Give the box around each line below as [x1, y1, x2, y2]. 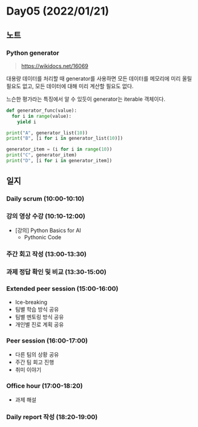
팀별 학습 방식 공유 [15, 306, 59, 313]
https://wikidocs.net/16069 [21, 62, 89, 69]
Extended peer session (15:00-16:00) [6, 284, 119, 293]
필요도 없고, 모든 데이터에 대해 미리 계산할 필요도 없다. [6, 82, 134, 89]
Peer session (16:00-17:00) [6, 336, 88, 344]
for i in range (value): [12, 113, 71, 119]
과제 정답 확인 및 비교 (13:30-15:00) [6, 268, 107, 276]
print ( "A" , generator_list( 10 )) [6, 129, 88, 136]
